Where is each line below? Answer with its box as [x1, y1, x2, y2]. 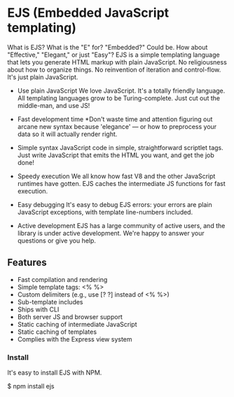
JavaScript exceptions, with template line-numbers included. [17, 208, 193, 216]
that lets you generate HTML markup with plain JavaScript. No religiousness [7, 58, 228, 66]
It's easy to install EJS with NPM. [7, 368, 102, 377]
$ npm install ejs [7, 382, 55, 391]
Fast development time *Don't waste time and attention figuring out [17, 114, 213, 123]
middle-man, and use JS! [17, 101, 90, 109]
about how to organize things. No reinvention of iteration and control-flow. [7, 65, 221, 74]
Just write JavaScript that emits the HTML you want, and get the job [17, 151, 215, 159]
